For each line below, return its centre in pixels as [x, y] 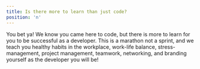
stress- [166, 47]
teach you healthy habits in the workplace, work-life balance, [81, 47]
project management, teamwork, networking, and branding [114, 53]
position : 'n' [24, 17]
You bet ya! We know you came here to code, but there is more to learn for [98, 34]
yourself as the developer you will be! [52, 59]
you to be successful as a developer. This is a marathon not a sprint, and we [100, 40]
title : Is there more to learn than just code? [67, 12]
